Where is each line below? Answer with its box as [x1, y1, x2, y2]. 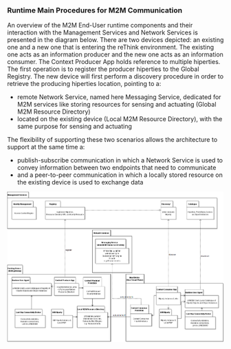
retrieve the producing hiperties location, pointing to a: [7, 80, 162, 88]
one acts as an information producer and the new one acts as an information [7, 50, 223, 59]
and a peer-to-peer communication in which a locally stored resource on [16, 171, 223, 179]
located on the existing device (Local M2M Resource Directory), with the [16, 115, 223, 123]
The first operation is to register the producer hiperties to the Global [7, 65, 199, 74]
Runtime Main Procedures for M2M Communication [7, 6, 183, 15]
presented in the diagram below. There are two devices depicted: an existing [7, 36, 224, 44]
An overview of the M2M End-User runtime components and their [7, 21, 193, 30]
